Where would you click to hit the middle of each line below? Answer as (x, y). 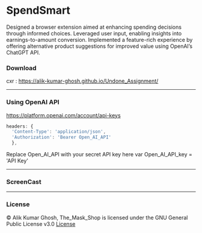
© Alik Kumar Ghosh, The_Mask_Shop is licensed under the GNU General (97, 217)
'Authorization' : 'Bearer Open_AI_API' (62, 137)
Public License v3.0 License (41, 224)
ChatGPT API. (23, 52)
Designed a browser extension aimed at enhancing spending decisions (94, 27)
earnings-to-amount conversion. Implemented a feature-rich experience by (99, 40)
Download (22, 68)
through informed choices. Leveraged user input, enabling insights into (94, 33)
